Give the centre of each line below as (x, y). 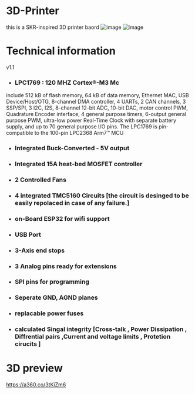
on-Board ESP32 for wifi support (62, 218)
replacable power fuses (49, 313)
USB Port (28, 234)
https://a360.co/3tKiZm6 (36, 385)
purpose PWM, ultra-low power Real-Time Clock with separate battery (91, 120)
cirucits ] (28, 344)
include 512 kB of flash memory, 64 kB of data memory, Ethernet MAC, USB (97, 95)
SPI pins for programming (52, 282)
